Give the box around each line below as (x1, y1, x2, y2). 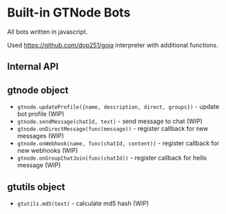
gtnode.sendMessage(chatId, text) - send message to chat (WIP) (17, 117, 203, 125)
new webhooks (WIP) (17, 147, 79, 155)
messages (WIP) (17, 132, 64, 140)
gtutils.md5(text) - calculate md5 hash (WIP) (17, 199, 150, 207)
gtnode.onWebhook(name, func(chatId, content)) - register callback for (17, 139, 220, 147)
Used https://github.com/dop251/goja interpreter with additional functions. (7, 41, 218, 49)
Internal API (7, 61, 59, 73)
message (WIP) (17, 161, 61, 169)
